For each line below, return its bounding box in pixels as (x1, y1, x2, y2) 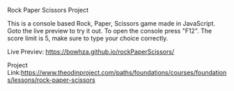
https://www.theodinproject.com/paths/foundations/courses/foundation (20, 69, 227, 76)
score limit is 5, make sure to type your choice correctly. (7, 34, 169, 42)
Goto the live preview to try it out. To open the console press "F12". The (7, 27, 212, 35)
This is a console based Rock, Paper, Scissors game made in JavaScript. (7, 19, 216, 27)
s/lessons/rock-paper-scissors (7, 76, 95, 84)
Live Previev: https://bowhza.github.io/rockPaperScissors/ (7, 48, 175, 56)
